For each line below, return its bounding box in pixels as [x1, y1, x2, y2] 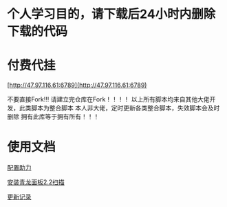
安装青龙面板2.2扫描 [7, 178, 65, 186]
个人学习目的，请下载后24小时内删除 [7, 6, 216, 22]
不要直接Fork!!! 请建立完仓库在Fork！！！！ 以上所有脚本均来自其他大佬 [7, 95, 210, 103]
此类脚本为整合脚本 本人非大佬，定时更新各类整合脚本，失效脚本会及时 [19, 104, 220, 112]
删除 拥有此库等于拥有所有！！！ [7, 112, 100, 121]
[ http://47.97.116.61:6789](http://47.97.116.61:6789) [7, 81, 147, 90]
